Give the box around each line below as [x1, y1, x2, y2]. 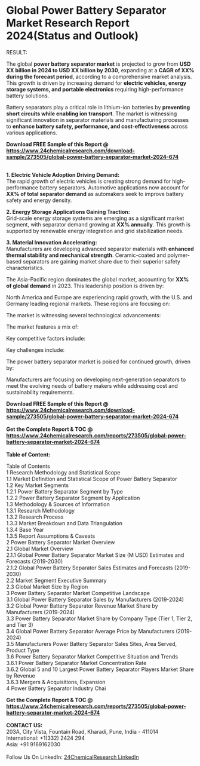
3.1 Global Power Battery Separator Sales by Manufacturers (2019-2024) [6, 596, 184, 603]
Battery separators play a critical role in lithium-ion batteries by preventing [6, 103, 190, 111]
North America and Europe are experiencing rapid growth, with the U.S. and [6, 293, 193, 301]
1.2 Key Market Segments [6, 482, 69, 489]
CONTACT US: [6, 721, 43, 729]
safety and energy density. [6, 197, 72, 204]
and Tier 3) [6, 621, 34, 628]
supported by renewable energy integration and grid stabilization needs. [6, 227, 184, 234]
